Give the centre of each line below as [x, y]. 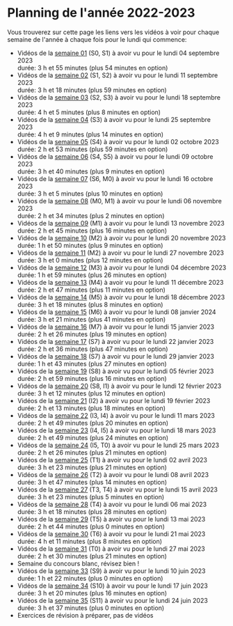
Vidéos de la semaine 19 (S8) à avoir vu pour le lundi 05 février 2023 [115, 371]
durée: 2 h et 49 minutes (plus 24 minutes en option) [93, 437]
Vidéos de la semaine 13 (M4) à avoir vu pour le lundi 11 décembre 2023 [120, 282]
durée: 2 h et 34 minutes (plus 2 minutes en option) [91, 216]
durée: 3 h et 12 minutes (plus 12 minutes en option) [91, 393]
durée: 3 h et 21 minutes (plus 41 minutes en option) [91, 319]
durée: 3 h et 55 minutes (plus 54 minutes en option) [93, 68]
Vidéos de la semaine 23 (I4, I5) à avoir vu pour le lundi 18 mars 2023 [116, 430]
